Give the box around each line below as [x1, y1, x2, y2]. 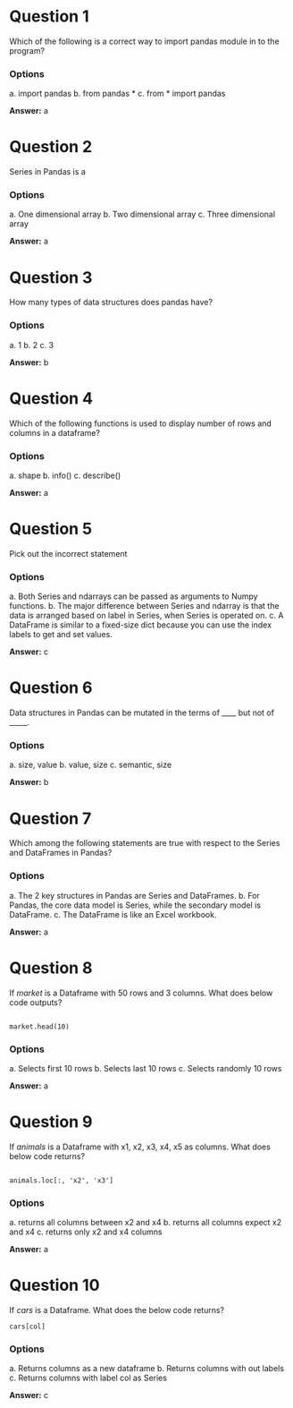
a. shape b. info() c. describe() [9, 470, 121, 481]
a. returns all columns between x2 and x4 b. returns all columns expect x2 [9, 1217, 282, 1228]
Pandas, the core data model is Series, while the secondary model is [9, 900, 262, 910]
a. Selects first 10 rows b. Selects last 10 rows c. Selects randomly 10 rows [9, 1062, 282, 1073]
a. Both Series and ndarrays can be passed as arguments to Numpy [9, 591, 258, 602]
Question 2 [9, 137, 93, 158]
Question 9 [9, 1112, 93, 1132]
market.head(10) [9, 1022, 70, 1031]
